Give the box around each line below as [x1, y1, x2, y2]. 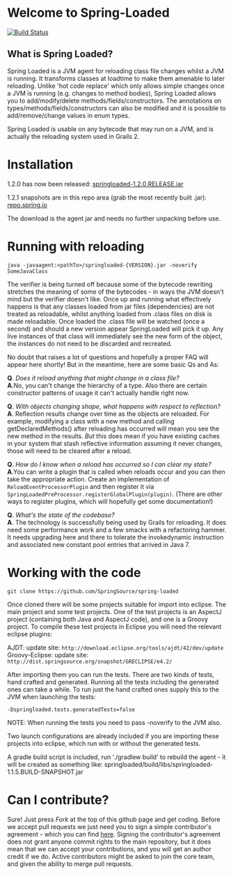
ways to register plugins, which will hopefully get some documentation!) [7, 497, 214, 505]
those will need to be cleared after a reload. [7, 447, 132, 455]
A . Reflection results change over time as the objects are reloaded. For [7, 410, 210, 418]
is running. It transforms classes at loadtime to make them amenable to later [7, 74, 225, 82]
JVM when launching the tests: [7, 692, 96, 701]
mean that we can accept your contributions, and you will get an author [7, 844, 212, 853]
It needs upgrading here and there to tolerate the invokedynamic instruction [7, 532, 224, 541]
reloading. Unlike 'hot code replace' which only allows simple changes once [7, 82, 225, 90]
